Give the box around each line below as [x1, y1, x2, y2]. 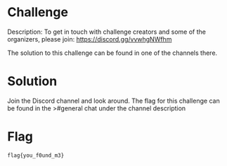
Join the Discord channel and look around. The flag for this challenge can [7, 96, 220, 105]
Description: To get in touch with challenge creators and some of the [7, 27, 206, 36]
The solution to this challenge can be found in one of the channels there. [7, 49, 218, 57]
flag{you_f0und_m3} [7, 152, 65, 159]
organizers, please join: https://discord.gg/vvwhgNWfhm [7, 34, 172, 43]
